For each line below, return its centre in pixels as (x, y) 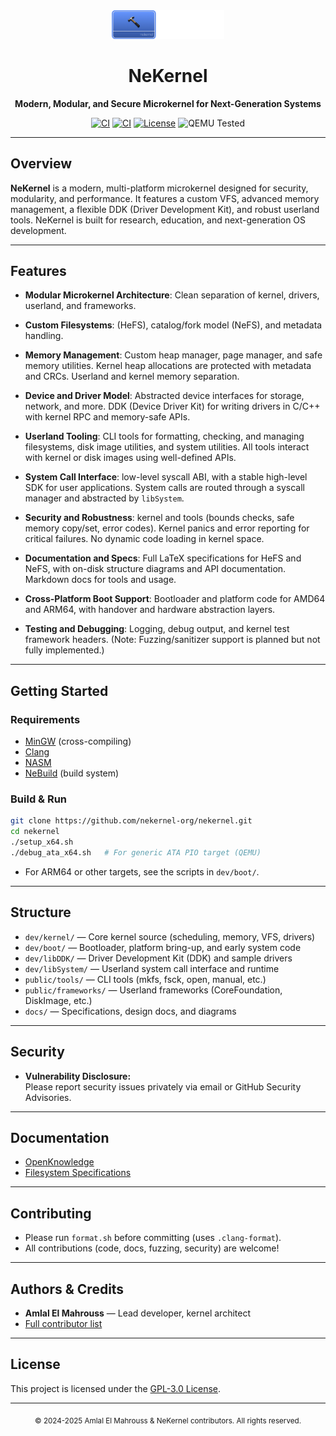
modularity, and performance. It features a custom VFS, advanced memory (165, 198)
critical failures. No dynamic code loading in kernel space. (144, 539)
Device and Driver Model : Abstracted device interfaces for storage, (164, 396)
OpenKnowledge (59, 1162)
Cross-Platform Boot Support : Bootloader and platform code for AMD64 (175, 599)
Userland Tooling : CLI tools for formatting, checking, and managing (164, 436)
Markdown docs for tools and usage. (100, 580)
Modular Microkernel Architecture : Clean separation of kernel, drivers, (172, 295)
